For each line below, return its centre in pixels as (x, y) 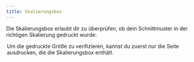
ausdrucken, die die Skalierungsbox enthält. (60, 52)
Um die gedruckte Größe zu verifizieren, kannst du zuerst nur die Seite (93, 46)
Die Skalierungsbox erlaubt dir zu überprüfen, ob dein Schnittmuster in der (97, 28)
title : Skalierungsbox (34, 12)
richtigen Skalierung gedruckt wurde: (51, 35)
